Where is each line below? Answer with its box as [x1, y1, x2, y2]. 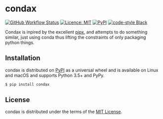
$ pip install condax [5, 82, 50, 87]
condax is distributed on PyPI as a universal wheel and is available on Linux [5, 67, 159, 73]
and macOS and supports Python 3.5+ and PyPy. [5, 72, 105, 78]
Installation [5, 54, 41, 62]
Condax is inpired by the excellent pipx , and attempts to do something [5, 29, 148, 35]
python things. [5, 39, 35, 45]
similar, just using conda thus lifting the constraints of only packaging [5, 34, 146, 40]
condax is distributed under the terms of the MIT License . [5, 109, 122, 115]
